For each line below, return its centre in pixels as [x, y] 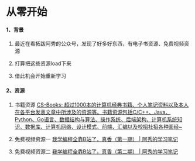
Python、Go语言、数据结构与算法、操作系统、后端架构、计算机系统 [96, 119]
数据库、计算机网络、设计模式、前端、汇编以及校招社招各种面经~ [104, 126]
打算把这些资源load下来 [43, 64]
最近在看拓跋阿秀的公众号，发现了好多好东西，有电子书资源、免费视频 [99, 44]
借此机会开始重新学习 [40, 76]
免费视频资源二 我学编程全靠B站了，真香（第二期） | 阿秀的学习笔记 [96, 151]
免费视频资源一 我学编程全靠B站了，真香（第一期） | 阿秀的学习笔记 [96, 139]
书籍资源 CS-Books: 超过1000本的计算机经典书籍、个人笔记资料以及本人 [102, 105]
